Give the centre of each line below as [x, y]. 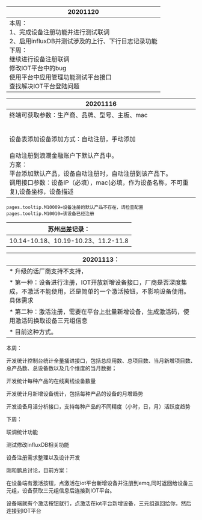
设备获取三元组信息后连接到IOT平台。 [69, 491]
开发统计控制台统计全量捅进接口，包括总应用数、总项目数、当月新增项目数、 [101, 361]
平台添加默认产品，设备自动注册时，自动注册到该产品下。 [91, 174]
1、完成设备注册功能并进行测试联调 [60, 32]
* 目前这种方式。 [33, 332]
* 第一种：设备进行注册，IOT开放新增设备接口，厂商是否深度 [95, 283]
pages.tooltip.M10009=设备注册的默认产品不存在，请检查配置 [75, 207]
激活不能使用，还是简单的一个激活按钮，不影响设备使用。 [109, 292]
